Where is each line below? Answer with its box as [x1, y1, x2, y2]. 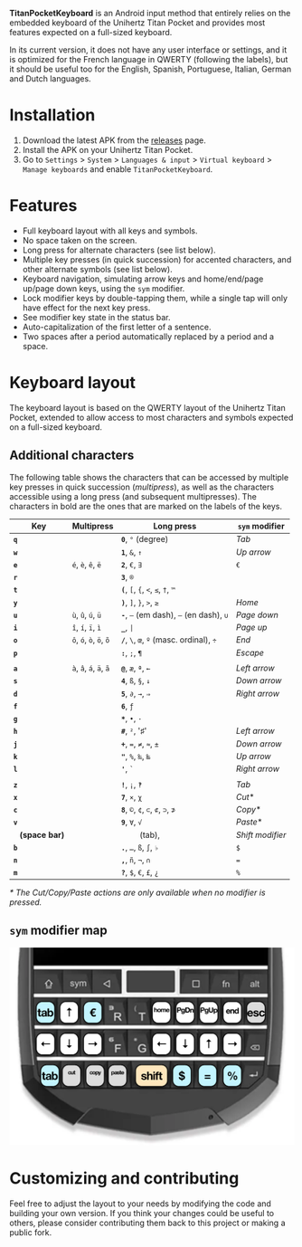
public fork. [9, 1226, 52, 1238]
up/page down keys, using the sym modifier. [22, 282, 185, 293]
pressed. [9, 896, 42, 908]
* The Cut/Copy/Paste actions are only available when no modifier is [9, 887, 266, 898]
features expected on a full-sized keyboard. [9, 27, 173, 37]
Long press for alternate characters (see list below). [22, 244, 216, 255]
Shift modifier [236, 829, 287, 840]
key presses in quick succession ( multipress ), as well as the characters [9, 481, 274, 492]
